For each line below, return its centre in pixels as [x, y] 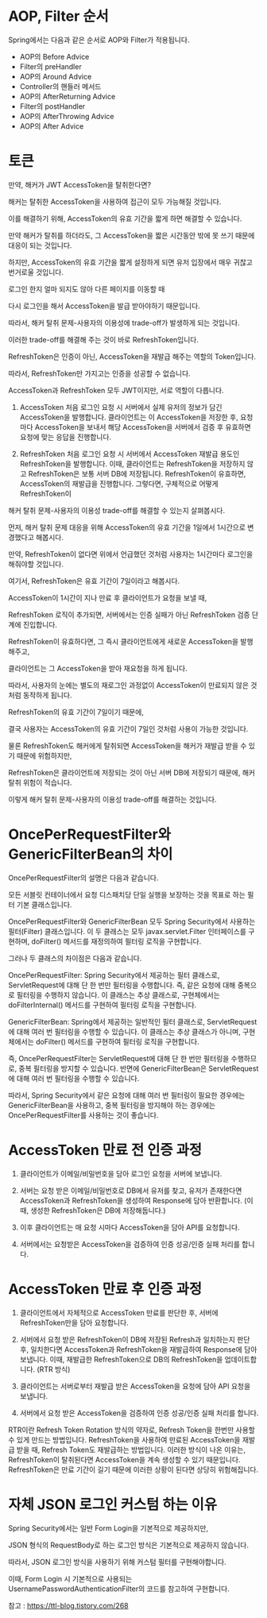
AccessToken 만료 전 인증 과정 [105, 1150]
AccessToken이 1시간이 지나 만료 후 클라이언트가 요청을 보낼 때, [108, 597]
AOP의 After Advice [52, 126]
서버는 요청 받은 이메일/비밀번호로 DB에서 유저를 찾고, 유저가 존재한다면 [131, 1190]
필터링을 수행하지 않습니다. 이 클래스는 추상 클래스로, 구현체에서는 [118, 994]
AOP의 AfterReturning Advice [68, 96]
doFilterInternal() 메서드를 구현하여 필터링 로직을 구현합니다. [103, 1005]
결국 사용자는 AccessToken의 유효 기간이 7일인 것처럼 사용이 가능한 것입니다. [128, 728]
